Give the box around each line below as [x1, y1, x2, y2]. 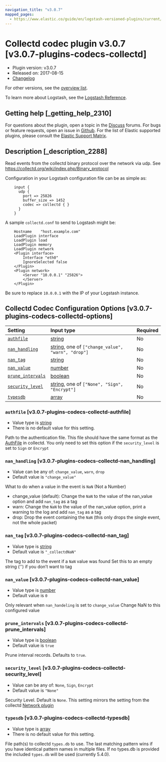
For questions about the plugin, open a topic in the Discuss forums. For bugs [5, 122, 161, 128]
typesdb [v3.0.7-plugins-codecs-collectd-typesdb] [5, 714, 130, 721]
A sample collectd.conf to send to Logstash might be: [5, 219, 116, 225]
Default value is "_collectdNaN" [12, 549, 77, 554]
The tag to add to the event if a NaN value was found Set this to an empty [5, 558, 153, 564]
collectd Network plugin [5, 702, 54, 708]
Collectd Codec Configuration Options [5, 304, 126, 313]
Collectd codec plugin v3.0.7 [5, 38, 126, 49]
